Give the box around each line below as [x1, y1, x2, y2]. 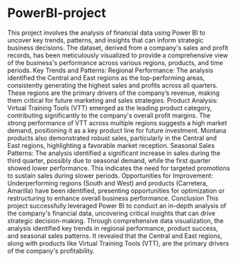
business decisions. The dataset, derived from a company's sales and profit [7, 43, 229, 52]
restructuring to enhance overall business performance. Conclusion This [7, 193, 219, 203]
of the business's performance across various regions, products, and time [7, 58, 224, 67]
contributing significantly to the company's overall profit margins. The [7, 111, 211, 120]
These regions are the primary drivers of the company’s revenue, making [7, 89, 220, 97]
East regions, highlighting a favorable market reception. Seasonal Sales [7, 141, 215, 149]
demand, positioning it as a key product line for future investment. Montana [7, 126, 226, 135]
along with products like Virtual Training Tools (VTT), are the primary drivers [7, 239, 229, 247]
